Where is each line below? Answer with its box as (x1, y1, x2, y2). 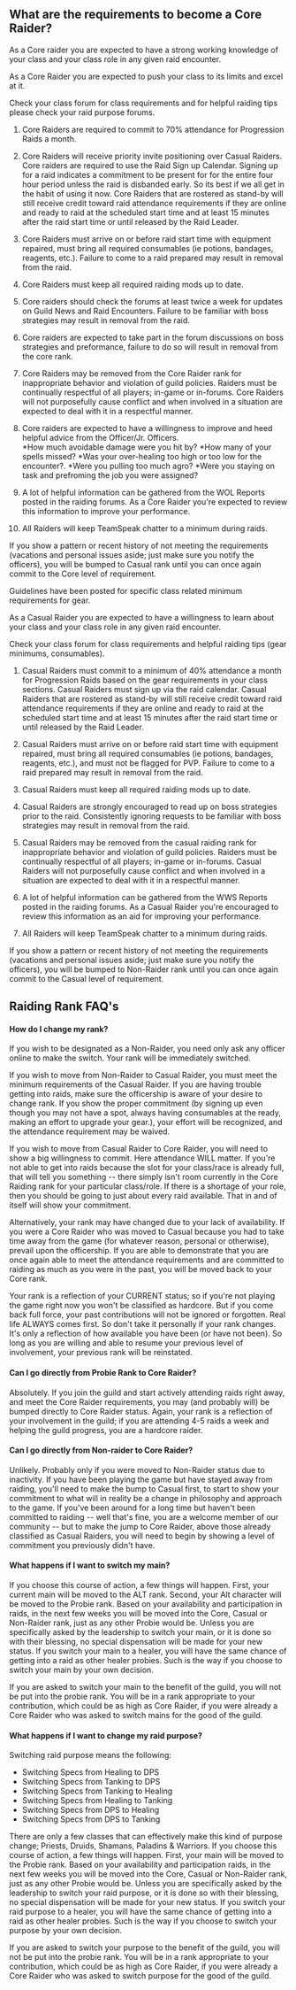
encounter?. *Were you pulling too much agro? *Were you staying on (21, 460, 276, 471)
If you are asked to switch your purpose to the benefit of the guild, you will (9, 1942, 280, 1953)
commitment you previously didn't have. (9, 1539, 156, 1550)
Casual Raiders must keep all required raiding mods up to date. (21, 783, 252, 795)
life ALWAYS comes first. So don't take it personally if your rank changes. (9, 1319, 277, 1330)
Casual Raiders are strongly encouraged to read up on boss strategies (21, 801, 278, 812)
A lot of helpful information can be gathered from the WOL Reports (21, 487, 265, 497)
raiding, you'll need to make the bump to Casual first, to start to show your (9, 1483, 280, 1494)
